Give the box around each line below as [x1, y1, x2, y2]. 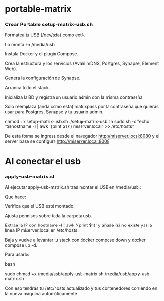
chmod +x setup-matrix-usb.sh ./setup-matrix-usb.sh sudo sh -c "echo [5, 119, 150, 125]
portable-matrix [5, 3, 72, 15]
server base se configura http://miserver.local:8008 [5, 138, 109, 144]
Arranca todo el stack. [5, 85, 50, 91]
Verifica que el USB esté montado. [5, 203, 75, 209]
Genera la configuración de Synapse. [5, 75, 81, 81]
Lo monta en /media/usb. [5, 42, 56, 48]
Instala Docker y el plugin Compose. [5, 51, 79, 57]
